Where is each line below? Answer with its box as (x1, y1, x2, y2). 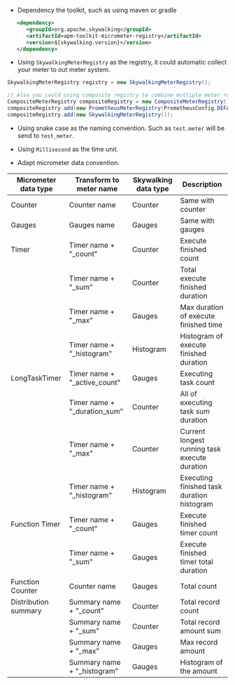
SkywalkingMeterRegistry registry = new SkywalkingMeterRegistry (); (7, 79, 211, 86)
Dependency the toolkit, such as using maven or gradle (17, 6, 177, 14)
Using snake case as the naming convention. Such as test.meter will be (17, 124, 225, 132)
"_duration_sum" (69, 406, 124, 416)
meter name (76, 183, 118, 193)
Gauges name (69, 220, 115, 229)
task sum (180, 406, 210, 416)
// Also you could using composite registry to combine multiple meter (7, 92, 220, 99)
